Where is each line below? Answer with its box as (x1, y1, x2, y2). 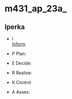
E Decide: (11, 60, 32, 66)
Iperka (4, 23, 25, 31)
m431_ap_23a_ (4, 3, 67, 14)
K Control (11, 80, 32, 85)
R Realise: (11, 70, 33, 76)
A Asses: (11, 89, 30, 95)
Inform (11, 41, 26, 47)
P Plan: (11, 50, 27, 56)
